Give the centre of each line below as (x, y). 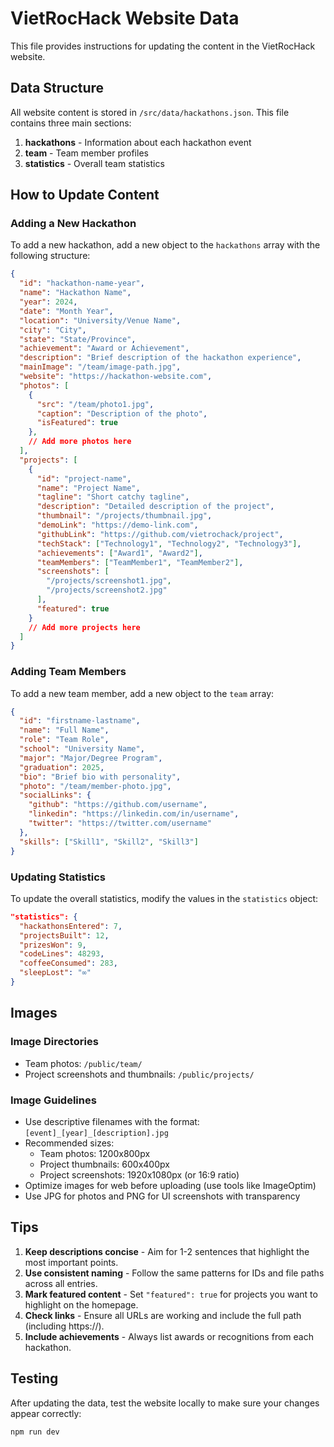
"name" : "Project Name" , (88, 488)
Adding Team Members (68, 672)
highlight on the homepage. (81, 1304)
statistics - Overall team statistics (94, 163)
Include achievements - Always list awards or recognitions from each (169, 1336)
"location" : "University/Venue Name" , (100, 320)
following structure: (50, 256)
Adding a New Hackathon (73, 224)
